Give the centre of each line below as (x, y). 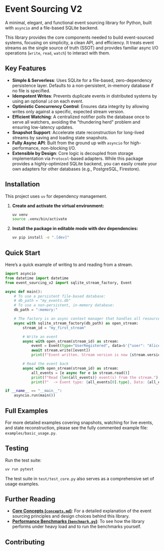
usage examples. (22, 484)
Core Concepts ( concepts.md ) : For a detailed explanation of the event (82, 511)
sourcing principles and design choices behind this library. (71, 516)
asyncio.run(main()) (35, 395)
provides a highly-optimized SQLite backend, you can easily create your (84, 163)
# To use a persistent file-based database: (60, 296)
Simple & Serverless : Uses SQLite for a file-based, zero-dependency (82, 80)
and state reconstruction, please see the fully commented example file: (76, 427)
